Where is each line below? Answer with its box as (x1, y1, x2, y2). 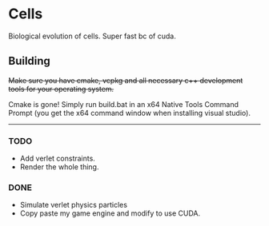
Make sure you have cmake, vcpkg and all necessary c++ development (8, 75, 243, 85)
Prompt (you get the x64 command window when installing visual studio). (8, 108, 251, 117)
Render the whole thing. (19, 162, 99, 172)
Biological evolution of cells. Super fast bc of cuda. (8, 31, 176, 41)
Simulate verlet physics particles (19, 200, 128, 210)
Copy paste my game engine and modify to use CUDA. (19, 208, 201, 218)
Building (8, 54, 50, 68)
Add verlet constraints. (19, 153, 96, 164)
